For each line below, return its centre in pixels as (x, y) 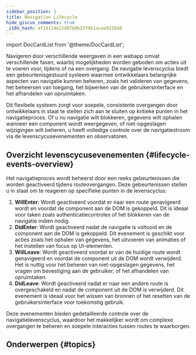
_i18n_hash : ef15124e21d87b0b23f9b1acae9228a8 (64, 28)
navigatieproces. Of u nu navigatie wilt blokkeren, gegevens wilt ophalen (94, 118)
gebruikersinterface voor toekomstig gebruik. (69, 302)
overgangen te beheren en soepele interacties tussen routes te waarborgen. (99, 326)
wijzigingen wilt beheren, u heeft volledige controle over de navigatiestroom (98, 130)
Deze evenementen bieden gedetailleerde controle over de (77, 314)
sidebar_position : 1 (31, 11)
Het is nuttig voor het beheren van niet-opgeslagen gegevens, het (94, 265)
